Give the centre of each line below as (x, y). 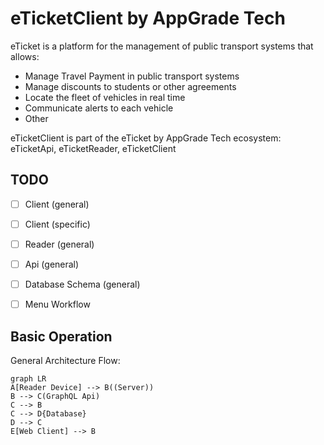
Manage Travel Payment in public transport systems (132, 76)
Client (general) (57, 204)
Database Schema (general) (82, 284)
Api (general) (52, 264)
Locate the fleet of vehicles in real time (105, 97)
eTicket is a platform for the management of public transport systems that (162, 46)
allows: (25, 56)
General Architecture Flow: (65, 360)
